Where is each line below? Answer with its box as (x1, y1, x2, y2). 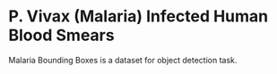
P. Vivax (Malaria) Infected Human (8, 6, 269, 27)
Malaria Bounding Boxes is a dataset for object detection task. (8, 54, 238, 65)
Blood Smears (8, 25, 115, 45)
